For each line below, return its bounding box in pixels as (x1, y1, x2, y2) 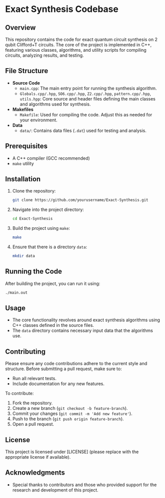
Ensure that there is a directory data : (12, 244, 87, 250)
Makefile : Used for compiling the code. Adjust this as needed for (19, 111, 153, 117)
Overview (5, 23, 36, 32)
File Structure (5, 67, 48, 75)
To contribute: (5, 391, 34, 397)
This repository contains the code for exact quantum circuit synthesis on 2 (5, 36, 158, 42)
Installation (5, 175, 41, 184)
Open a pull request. (12, 421, 55, 427)
